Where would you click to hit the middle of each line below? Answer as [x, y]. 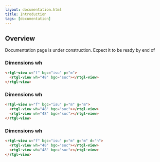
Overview [20, 38]
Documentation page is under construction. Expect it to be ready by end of [80, 50]
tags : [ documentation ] [28, 19]
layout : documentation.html [34, 10]
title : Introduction [26, 14]
